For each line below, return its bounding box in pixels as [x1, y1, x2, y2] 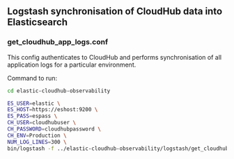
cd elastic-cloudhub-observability [7, 87, 111, 94]
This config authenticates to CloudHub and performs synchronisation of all [7, 53, 221, 61]
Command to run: [7, 74, 58, 82]
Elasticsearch [7, 17, 68, 28]
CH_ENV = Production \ [7, 132, 68, 139]
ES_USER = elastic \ [7, 100, 61, 107]
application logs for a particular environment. [7, 60, 136, 69]
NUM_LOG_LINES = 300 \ [7, 138, 68, 145]
